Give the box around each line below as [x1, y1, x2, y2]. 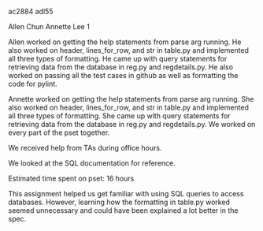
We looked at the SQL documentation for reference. [8, 158, 176, 168]
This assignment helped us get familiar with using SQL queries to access [8, 189, 244, 198]
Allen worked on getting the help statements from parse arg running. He [8, 37, 242, 47]
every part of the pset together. [8, 128, 110, 137]
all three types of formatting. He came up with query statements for [8, 54, 228, 63]
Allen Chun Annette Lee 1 [8, 22, 91, 31]
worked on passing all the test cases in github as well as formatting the [8, 71, 239, 80]
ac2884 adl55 [8, 7, 54, 16]
